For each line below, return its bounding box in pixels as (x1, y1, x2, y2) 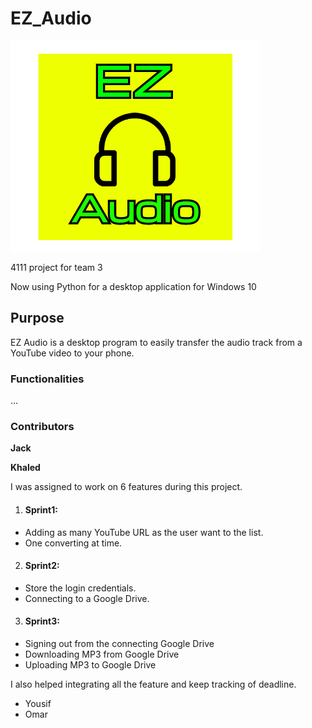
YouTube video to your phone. (10, 347, 135, 359)
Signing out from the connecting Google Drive (24, 637, 215, 649)
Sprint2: (24, 560, 60, 572)
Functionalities (10, 372, 85, 386)
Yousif (24, 697, 52, 709)
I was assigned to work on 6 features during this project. (10, 481, 243, 493)
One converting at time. (24, 537, 123, 549)
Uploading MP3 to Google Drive (24, 658, 157, 671)
